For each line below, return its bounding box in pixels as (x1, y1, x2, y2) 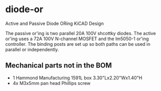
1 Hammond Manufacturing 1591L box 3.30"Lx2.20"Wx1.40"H (12, 75, 143, 81)
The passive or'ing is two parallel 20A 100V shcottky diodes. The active (5, 30, 156, 36)
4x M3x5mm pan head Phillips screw (12, 80, 91, 86)
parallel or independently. (5, 46, 59, 52)
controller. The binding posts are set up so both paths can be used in (5, 41, 151, 47)
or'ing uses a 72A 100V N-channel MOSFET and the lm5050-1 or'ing (5, 36, 149, 42)
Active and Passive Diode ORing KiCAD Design (5, 20, 104, 26)
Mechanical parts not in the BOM (5, 61, 112, 70)
